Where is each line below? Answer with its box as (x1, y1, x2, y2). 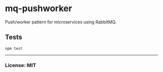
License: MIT (5, 62, 36, 69)
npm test (5, 46, 23, 51)
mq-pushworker (5, 3, 72, 14)
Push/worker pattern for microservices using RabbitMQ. (5, 19, 117, 25)
